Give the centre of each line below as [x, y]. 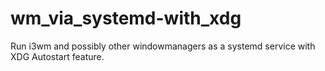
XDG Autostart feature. [57, 56]
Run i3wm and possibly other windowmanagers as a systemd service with [163, 46]
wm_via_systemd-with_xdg [126, 18]
